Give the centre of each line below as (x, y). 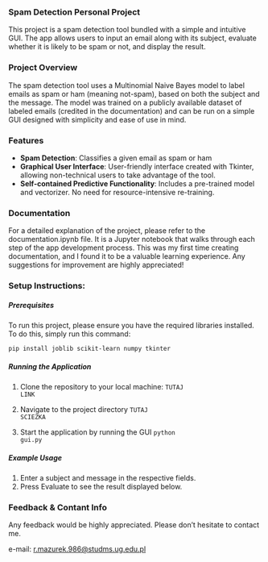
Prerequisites (31, 305)
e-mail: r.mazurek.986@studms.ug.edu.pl (77, 549)
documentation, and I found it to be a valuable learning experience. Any (127, 256)
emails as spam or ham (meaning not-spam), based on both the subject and (134, 94)
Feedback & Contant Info (58, 507)
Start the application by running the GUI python (97, 432)
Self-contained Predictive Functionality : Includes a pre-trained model (137, 183)
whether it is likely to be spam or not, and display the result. (107, 47)
